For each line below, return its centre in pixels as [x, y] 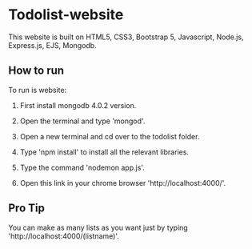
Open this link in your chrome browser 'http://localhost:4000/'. [123, 183]
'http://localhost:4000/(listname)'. [64, 236]
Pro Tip [27, 209]
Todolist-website [66, 15]
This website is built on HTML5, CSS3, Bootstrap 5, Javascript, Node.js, [126, 37]
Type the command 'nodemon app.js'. [82, 167]
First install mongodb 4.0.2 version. [78, 105]
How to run [36, 71]
